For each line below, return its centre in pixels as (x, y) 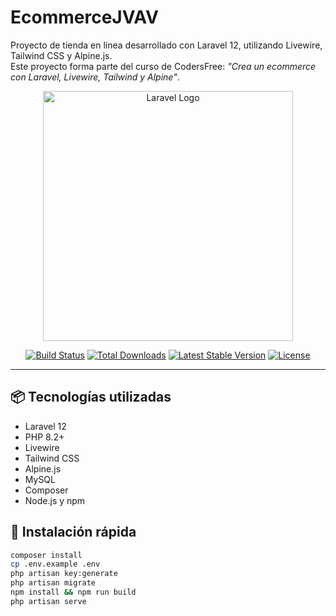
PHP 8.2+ (44, 437)
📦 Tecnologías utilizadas (91, 397)
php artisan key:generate (64, 574)
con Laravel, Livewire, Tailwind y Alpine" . (95, 77)
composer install (46, 555)
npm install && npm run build (73, 592)
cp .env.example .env (55, 564)
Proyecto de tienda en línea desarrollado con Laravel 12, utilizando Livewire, (166, 45)
